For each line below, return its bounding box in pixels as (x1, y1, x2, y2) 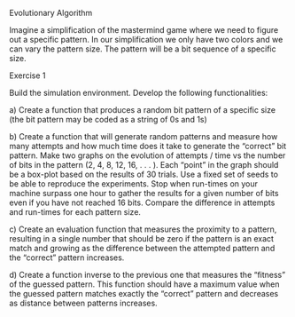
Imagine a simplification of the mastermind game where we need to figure (9, 25, 279, 35)
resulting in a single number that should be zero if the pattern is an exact (9, 234, 275, 243)
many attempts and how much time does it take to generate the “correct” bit (9, 141, 287, 151)
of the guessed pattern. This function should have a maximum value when (9, 279, 280, 289)
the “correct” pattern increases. (9, 252, 125, 263)
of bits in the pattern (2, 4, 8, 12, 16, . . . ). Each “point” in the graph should (9, 160, 279, 170)
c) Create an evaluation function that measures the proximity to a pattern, (9, 224, 277, 234)
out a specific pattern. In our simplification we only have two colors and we (9, 35, 283, 44)
